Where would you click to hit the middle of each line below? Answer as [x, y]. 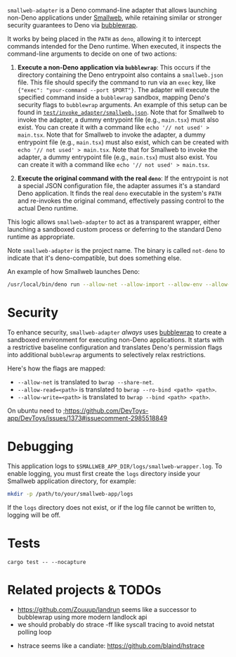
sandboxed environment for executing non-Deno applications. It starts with [116, 339]
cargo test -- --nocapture [47, 562]
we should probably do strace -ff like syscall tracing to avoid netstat [116, 624]
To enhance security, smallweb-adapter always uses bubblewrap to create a [117, 332]
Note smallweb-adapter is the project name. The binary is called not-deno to [116, 250]
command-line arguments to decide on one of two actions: [92, 54]
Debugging [40, 446]
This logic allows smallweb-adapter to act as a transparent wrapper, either [113, 222]
